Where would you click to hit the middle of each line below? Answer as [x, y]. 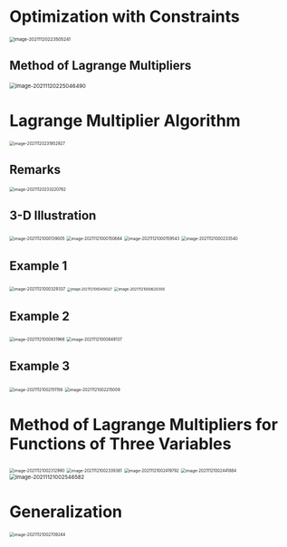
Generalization [66, 511]
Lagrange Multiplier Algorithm [125, 120]
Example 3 [40, 366]
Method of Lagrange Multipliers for [144, 424]
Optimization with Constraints [124, 17]
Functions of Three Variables [120, 443]
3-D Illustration [53, 215]
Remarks [35, 170]
